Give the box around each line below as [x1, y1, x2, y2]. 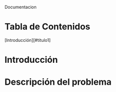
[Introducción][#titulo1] [4, 37, 51, 43]
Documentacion [4, 4, 37, 10]
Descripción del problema [4, 76, 112, 88]
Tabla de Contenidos [4, 21, 91, 32]
